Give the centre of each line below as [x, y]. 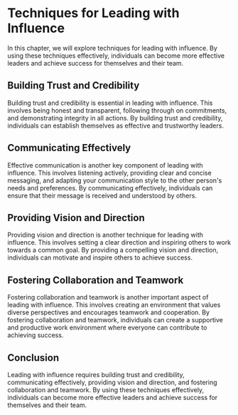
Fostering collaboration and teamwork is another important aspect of [108, 297]
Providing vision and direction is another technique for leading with [106, 235]
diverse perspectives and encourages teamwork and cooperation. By [109, 312]
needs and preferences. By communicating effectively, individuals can [110, 188]
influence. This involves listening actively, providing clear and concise [109, 173]
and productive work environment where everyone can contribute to [107, 328]
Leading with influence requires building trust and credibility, [96, 375]
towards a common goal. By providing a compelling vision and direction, [113, 250]
